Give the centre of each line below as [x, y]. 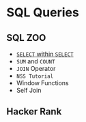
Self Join [29, 90]
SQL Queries [43, 13]
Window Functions [42, 83]
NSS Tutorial [35, 76]
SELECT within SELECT [45, 54]
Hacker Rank [34, 111]
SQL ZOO [26, 38]
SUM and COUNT [35, 61]
